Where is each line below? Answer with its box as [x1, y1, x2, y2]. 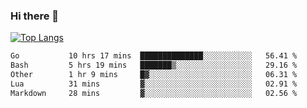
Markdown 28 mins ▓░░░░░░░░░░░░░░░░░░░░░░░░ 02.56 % [10, 88, 298, 98]
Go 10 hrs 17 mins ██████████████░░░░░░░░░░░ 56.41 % [10, 51, 298, 61]
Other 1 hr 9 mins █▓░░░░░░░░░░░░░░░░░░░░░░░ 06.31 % [10, 70, 298, 80]
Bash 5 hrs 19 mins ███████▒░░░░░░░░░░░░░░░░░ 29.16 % [10, 60, 298, 71]
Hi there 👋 [10, 9, 60, 23]
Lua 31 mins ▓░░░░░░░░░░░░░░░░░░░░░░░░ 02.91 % [10, 79, 298, 89]
